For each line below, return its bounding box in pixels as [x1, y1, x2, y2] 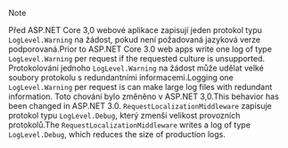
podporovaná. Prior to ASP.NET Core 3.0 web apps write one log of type [8, 44, 273, 54]
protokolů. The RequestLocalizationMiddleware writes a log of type [8, 119, 251, 130]
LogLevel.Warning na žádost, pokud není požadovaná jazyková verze [8, 35, 261, 45]
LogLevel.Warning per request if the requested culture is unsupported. [8, 53, 265, 63]
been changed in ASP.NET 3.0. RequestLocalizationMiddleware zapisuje [8, 101, 273, 111]
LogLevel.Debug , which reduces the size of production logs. [8, 129, 226, 139]
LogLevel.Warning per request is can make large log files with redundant [8, 82, 273, 92]
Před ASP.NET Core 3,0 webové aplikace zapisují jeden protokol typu [8, 25, 262, 35]
